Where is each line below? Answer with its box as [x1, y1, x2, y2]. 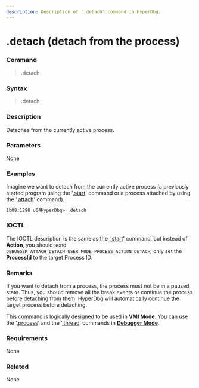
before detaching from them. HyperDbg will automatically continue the [6, 295, 180, 302]
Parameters [6, 141, 41, 149]
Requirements [6, 334, 48, 342]
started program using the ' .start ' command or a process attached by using [6, 189, 191, 197]
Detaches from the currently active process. [6, 126, 114, 133]
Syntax [6, 84, 27, 93]
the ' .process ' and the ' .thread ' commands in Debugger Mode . [6, 319, 160, 326]
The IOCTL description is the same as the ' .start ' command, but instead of [6, 235, 188, 242]
